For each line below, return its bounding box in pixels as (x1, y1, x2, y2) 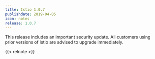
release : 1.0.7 (5, 20, 36, 26)
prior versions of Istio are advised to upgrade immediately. (5, 39, 124, 45)
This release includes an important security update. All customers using (5, 34, 151, 40)
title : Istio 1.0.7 (5, 7, 45, 12)
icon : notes (5, 16, 30, 21)
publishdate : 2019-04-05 (5, 12, 56, 17)
